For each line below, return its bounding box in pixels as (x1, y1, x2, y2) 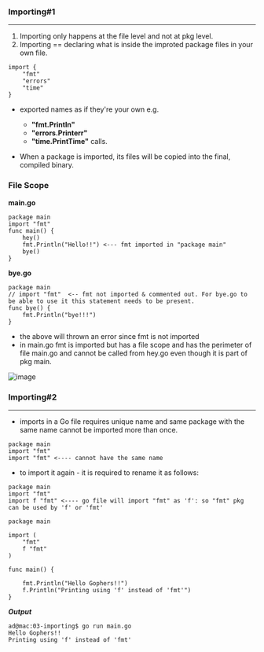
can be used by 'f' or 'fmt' (8, 503, 104, 511)
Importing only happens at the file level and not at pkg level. (19, 31, 214, 41)
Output (8, 606, 32, 616)
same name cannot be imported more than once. (19, 425, 178, 434)
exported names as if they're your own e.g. (19, 105, 159, 114)
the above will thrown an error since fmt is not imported (19, 331, 200, 341)
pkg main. (19, 356, 53, 366)
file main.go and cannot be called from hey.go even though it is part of (19, 348, 247, 358)
